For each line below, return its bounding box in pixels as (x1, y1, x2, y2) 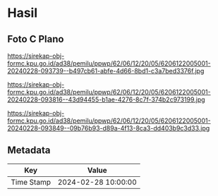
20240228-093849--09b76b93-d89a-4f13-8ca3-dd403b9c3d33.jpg (7, 124, 210, 132)
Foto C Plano (7, 33, 64, 45)
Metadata (7, 145, 51, 157)
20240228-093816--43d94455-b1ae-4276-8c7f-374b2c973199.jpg (7, 95, 206, 104)
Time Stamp (11, 177, 52, 187)
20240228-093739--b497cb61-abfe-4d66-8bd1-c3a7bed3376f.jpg (7, 67, 205, 75)
